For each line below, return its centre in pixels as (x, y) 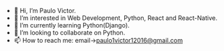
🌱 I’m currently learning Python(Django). (72, 25)
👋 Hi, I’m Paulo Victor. (45, 11)
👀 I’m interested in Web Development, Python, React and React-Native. (115, 18)
